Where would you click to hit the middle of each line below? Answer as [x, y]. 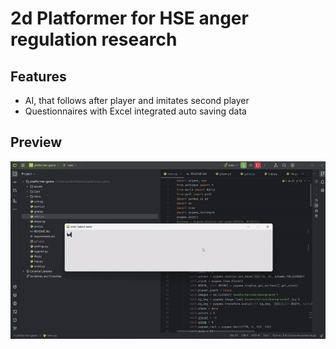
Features [38, 76]
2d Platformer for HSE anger [129, 18]
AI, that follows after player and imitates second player [137, 100]
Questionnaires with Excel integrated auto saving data [135, 111]
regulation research [94, 39]
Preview [36, 142]
